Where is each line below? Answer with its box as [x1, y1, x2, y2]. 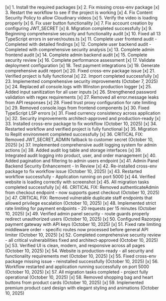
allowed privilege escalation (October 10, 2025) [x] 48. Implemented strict [5, 200, 157, 206]
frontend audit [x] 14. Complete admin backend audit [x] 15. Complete [5, 52, 148, 58]
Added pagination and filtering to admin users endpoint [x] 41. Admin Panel [5, 158, 159, 163]
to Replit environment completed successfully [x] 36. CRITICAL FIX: [5, 132, 144, 137]
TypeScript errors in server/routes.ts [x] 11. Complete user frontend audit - [5, 36, 158, 42]
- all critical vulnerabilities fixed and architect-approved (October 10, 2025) [5, 237, 158, 243]
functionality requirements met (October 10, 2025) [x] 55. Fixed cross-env [5, 253, 157, 259]
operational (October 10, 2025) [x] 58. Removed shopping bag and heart [5, 274, 153, 280]
